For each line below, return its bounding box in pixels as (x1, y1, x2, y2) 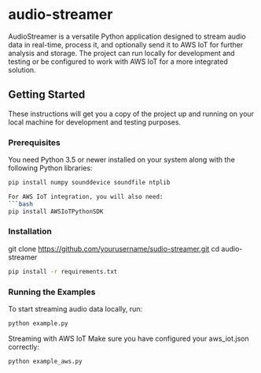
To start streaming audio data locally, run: (8, 304, 143, 314)
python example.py (8, 319, 68, 328)
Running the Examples (8, 286, 96, 297)
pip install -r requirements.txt (8, 267, 118, 275)
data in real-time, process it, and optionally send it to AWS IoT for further (8, 39, 244, 49)
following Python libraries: (8, 163, 93, 173)
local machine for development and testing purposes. (8, 117, 182, 127)
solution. (8, 65, 37, 74)
